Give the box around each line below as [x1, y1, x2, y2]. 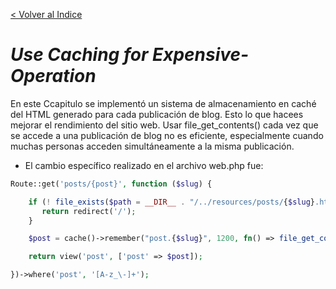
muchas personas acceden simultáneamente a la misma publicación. [10, 140, 295, 152]
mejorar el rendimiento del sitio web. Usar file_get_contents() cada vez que [10, 119, 319, 131]
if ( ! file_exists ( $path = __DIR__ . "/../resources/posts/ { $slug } [28, 197, 315, 207]
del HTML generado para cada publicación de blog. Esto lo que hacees [10, 108, 304, 120]
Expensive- [152, 44, 250, 66]
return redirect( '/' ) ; [41, 206, 137, 216]
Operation [10, 65, 97, 88]
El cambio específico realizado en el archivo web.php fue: [24, 159, 264, 171]
